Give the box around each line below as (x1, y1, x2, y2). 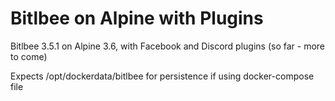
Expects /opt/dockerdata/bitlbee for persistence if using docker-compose (10, 70, 315, 82)
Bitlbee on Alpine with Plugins (10, 7, 264, 30)
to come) (10, 50, 48, 62)
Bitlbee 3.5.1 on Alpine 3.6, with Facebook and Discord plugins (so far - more (10, 40, 326, 52)
